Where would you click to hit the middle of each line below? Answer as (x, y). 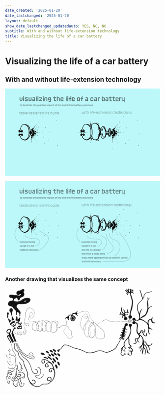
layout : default (22, 21)
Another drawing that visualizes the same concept (67, 279)
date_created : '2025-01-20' (34, 10)
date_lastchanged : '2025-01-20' (38, 15)
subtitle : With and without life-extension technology (62, 31)
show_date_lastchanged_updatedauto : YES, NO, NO (56, 26)
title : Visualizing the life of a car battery (54, 36)
